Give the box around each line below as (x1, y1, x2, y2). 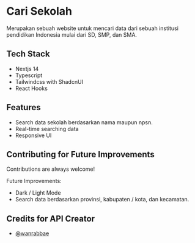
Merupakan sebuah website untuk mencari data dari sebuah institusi (6, 24, 179, 32)
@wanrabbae (15, 230, 50, 237)
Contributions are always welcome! (6, 165, 95, 173)
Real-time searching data (15, 125, 79, 132)
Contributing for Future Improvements (6, 149, 155, 160)
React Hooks (15, 84, 48, 92)
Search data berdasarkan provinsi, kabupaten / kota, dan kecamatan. (15, 196, 189, 203)
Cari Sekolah (6, 4, 72, 18)
